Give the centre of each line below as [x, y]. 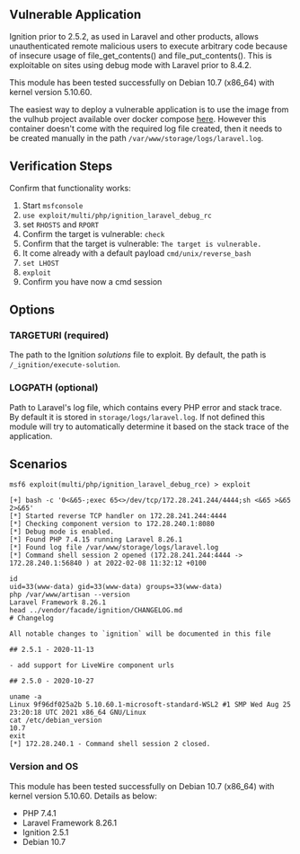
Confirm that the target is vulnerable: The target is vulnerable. [142, 243]
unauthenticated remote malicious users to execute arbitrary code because [149, 46]
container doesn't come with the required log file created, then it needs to [146, 128]
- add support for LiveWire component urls [92, 665]
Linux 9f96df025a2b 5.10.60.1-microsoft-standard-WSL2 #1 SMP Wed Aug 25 [150, 705]
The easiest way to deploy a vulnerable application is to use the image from [149, 109]
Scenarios [38, 464]
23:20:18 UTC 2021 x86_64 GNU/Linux [78, 713]
